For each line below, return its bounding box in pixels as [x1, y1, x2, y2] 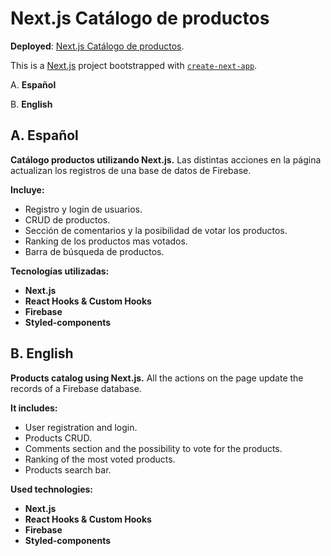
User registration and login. [24, 421, 138, 433]
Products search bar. [24, 463, 112, 476]
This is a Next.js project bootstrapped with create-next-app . [10, 59, 258, 71]
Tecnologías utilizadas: [10, 265, 110, 277]
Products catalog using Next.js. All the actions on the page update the [10, 372, 304, 384]
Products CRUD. [24, 432, 92, 444]
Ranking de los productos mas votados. [24, 235, 188, 247]
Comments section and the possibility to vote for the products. [24, 442, 283, 454]
